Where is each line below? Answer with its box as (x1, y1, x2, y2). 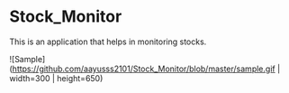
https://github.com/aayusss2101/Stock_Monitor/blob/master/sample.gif (12, 63, 276, 74)
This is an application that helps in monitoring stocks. (9, 36, 207, 47)
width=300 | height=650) (9, 72, 104, 83)
